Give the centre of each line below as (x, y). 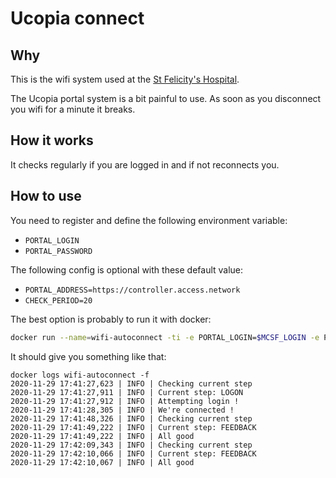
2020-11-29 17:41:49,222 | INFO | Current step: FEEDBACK (133, 427)
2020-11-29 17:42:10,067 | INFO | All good (102, 462)
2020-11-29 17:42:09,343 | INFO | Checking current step (131, 445)
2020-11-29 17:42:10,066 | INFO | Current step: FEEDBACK (133, 453)
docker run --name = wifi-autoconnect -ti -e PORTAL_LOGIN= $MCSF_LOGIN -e (165, 337)
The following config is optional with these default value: (127, 269)
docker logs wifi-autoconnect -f (80, 375)
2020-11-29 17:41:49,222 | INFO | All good (102, 436)
